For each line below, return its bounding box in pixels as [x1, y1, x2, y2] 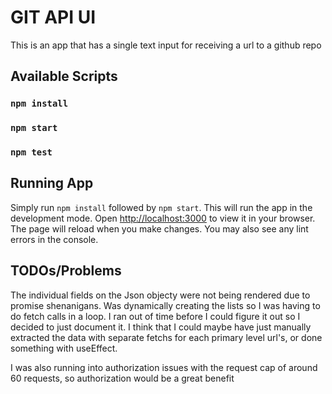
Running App [10, 175, 94, 192]
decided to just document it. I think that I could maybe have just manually [10, 321, 312, 333]
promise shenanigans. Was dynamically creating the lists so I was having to [10, 299, 321, 311]
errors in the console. [10, 233, 99, 245]
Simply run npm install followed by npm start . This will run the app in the [10, 201, 313, 213]
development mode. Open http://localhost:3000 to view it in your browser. [10, 212, 316, 224]
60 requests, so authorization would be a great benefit [10, 372, 235, 384]
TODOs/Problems [10, 262, 122, 280]
